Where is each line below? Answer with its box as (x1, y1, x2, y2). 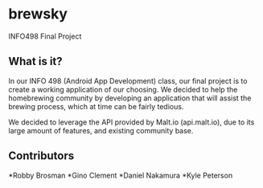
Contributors (8, 149, 75, 163)
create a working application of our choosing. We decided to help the (8, 84, 238, 94)
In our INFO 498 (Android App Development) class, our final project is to (8, 76, 248, 85)
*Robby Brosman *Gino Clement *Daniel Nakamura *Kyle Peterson (8, 170, 233, 180)
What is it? (8, 55, 63, 68)
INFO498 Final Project (8, 31, 82, 41)
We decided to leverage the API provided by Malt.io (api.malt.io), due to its (8, 117, 255, 127)
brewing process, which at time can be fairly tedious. (8, 101, 184, 111)
